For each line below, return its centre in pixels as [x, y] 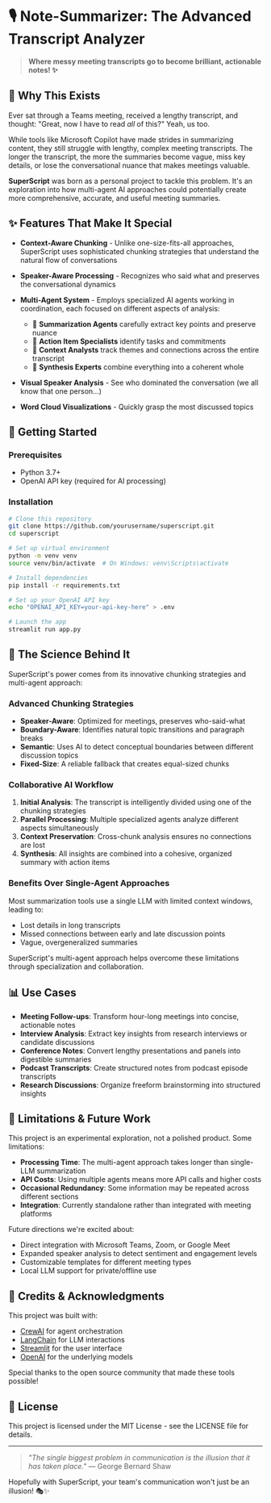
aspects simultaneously [59, 828]
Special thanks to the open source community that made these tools [122, 1372]
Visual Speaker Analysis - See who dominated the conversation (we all [139, 382]
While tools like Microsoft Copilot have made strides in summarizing [121, 140]
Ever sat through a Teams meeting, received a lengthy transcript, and [123, 115]
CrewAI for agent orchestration [71, 1331]
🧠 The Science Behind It [69, 655]
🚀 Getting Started [53, 432]
